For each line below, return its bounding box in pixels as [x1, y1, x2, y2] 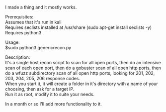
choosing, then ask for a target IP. [5, 86, 75, 92]
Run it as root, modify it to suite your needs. [5, 92, 94, 97]
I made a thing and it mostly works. [5, 4, 77, 10]
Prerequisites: [5, 14, 34, 19]
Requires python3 [5, 30, 42, 35]
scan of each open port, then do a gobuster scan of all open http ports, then [5, 65, 162, 71]
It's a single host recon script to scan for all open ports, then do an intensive [5, 60, 161, 65]
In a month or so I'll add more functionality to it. [5, 101, 102, 107]
